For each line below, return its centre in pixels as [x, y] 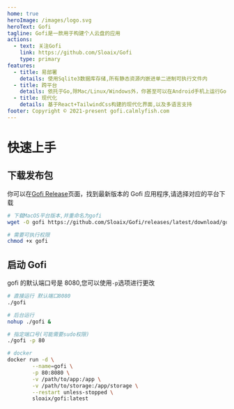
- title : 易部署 [36, 72]
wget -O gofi [26, 222]
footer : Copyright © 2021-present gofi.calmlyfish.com [88, 111]
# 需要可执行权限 [29, 235]
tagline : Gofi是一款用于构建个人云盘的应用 [64, 33]
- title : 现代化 [36, 98]
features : [22, 66]
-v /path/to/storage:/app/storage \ [85, 386]
